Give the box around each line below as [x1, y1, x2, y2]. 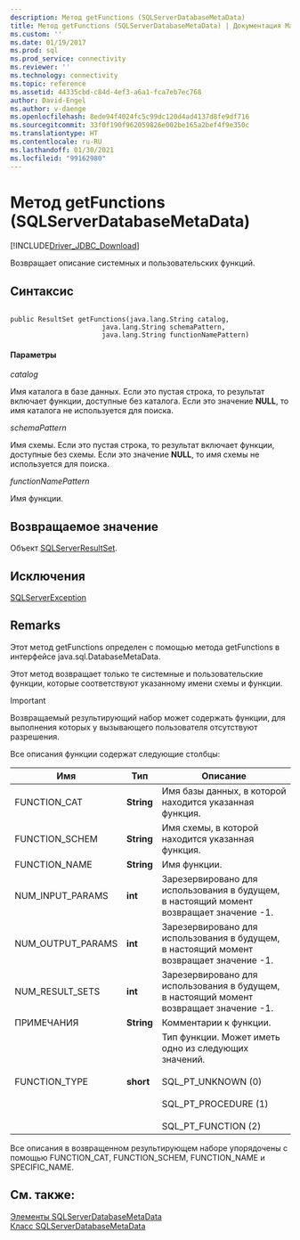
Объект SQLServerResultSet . [10, 542, 118, 553]
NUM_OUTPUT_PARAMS [14, 937, 118, 950]
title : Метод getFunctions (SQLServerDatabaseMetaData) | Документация [10, 21, 281, 30]
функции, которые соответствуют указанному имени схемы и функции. [10, 678, 283, 689]
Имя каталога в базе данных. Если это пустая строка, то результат [10, 387, 265, 397]
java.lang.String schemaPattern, [101, 322, 226, 332]
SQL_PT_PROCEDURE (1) [161, 1097, 269, 1110]
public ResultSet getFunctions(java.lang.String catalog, [10, 315, 230, 324]
